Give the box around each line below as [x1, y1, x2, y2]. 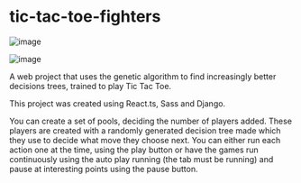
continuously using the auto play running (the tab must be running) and [9, 153, 274, 164]
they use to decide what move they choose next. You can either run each [9, 134, 281, 145]
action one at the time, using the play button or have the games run [9, 144, 259, 155]
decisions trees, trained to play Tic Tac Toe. [9, 80, 172, 91]
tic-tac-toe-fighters [9, 6, 161, 27]
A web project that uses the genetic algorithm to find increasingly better [9, 70, 277, 82]
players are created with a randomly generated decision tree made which [9, 124, 281, 136]
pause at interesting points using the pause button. [9, 163, 198, 174]
